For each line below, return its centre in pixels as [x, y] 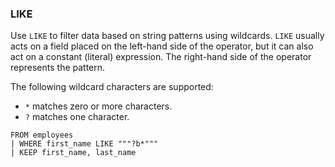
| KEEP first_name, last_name [73, 153]
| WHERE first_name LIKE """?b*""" [84, 144]
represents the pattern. [58, 68]
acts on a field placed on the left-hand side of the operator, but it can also [162, 46]
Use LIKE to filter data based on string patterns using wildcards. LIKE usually [167, 36]
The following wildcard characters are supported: [112, 87]
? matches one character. [77, 117]
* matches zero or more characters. [98, 106]
